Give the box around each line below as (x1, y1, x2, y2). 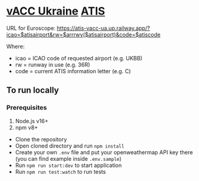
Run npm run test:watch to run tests (15, 168, 106, 175)
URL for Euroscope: (6, 24, 56, 32)
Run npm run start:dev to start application (15, 161, 122, 169)
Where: (6, 43, 25, 50)
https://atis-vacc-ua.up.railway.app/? (57, 24, 151, 32)
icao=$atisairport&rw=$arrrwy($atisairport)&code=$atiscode (6, 30, 161, 38)
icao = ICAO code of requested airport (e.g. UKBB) (15, 54, 143, 62)
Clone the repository (15, 135, 67, 143)
